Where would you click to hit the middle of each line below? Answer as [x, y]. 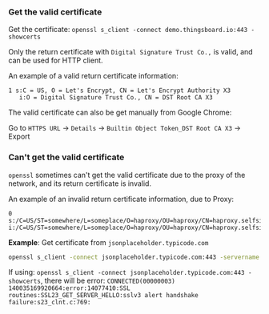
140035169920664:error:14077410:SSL [69, 288]
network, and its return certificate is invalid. [80, 183]
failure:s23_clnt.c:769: [50, 303]
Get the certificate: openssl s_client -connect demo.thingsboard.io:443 [128, 30]
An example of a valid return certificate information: [93, 76]
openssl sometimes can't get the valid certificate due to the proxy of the [127, 175]
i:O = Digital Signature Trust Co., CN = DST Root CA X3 [116, 98]
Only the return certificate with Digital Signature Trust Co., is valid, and [131, 52]
